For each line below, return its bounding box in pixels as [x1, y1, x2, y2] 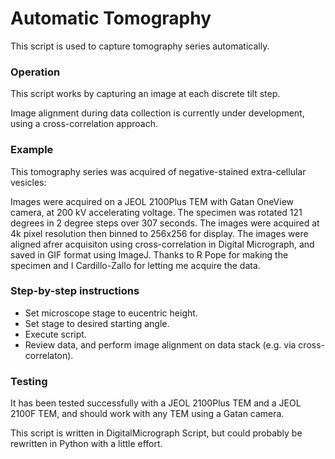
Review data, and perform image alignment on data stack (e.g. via [24, 338, 297, 351]
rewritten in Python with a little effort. [10, 438, 163, 450]
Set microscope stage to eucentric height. [24, 307, 198, 319]
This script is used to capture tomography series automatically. [10, 40, 270, 52]
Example [10, 143, 54, 157]
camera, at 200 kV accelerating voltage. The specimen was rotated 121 [10, 206, 303, 218]
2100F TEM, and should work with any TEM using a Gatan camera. [10, 408, 285, 420]
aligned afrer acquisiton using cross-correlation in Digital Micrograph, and [10, 238, 315, 250]
